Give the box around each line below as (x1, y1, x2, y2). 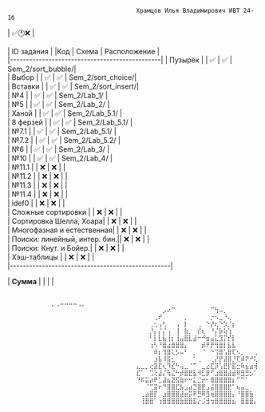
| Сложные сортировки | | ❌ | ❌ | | (7, 208, 123, 216)
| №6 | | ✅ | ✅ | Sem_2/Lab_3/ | (7, 145, 110, 154)
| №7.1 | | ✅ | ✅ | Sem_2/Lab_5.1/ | (7, 127, 117, 136)
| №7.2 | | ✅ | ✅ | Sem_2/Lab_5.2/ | (7, 136, 121, 145)
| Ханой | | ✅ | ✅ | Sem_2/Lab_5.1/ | (7, 109, 123, 118)
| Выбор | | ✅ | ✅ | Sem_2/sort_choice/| (7, 73, 137, 82)
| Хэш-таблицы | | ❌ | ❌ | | (7, 252, 95, 262)
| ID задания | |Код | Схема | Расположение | (7, 47, 160, 56)
